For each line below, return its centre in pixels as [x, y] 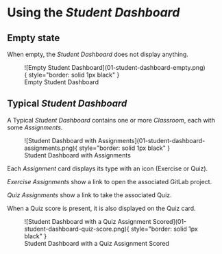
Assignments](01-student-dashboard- [152, 140]
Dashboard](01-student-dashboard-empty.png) [138, 67]
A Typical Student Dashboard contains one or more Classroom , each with [111, 120]
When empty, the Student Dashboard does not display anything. [98, 54]
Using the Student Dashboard [94, 13]
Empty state [34, 38]
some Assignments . [35, 127]
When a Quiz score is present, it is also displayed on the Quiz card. [102, 208]
